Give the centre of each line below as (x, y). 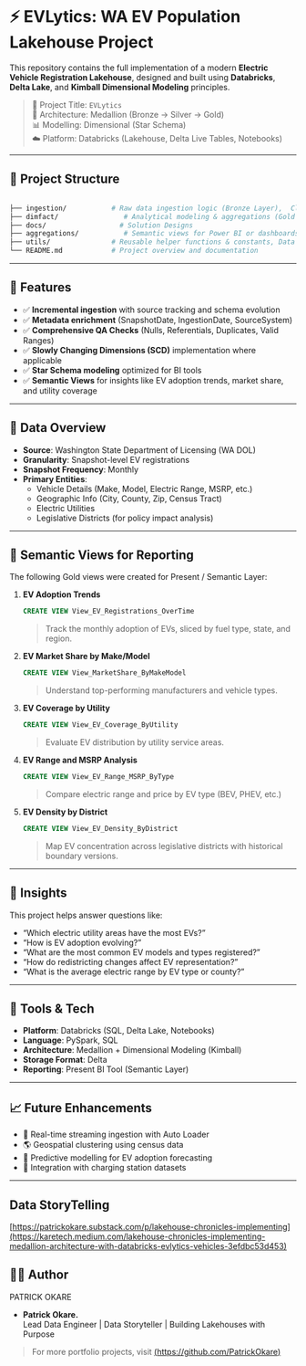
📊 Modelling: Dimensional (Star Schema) (109, 124)
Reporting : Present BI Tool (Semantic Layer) (106, 1069)
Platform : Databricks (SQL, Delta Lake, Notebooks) (119, 1031)
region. (59, 638)
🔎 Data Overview (58, 428)
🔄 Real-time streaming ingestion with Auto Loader (116, 1135)
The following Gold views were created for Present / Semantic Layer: (138, 577)
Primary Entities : (55, 478)
